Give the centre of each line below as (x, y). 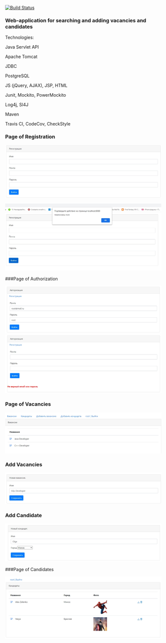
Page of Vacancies (28, 404)
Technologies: (20, 38)
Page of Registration (30, 137)
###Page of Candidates (29, 569)
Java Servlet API (22, 47)
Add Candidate (24, 516)
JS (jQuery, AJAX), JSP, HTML (36, 86)
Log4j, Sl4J (17, 105)
